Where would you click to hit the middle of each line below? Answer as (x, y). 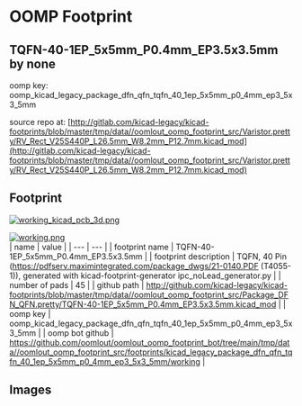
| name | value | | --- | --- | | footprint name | (92, 247)
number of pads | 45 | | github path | (77, 284)
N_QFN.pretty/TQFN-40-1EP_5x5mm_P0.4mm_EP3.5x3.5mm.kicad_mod (143, 304)
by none (33, 63)
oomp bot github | (81, 333)
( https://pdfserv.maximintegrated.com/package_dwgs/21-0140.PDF (134, 266)
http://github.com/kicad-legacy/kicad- (217, 284)
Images (31, 390)
